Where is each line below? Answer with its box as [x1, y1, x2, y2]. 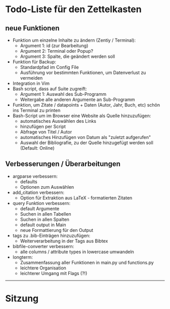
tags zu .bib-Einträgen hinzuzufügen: [12, 232, 91, 238]
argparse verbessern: [12, 173, 58, 179]
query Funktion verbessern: [12, 200, 71, 206]
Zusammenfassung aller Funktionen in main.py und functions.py [20, 259, 154, 265]
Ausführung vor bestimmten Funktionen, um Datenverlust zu [20, 70, 146, 76]
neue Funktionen [5, 24, 60, 32]
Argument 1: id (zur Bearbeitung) [20, 43, 89, 49]
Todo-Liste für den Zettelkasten [5, 4, 142, 15]
